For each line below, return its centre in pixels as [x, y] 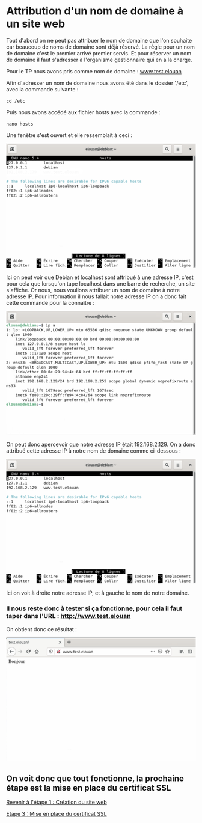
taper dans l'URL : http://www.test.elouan [69, 616]
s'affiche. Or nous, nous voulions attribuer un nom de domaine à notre [93, 290]
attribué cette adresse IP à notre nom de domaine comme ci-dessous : [94, 451]
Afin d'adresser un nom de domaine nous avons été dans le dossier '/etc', [97, 83]
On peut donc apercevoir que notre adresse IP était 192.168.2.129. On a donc [101, 445]
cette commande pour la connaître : [50, 302]
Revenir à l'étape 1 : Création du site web [57, 802]
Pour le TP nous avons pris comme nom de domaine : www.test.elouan [94, 71]
